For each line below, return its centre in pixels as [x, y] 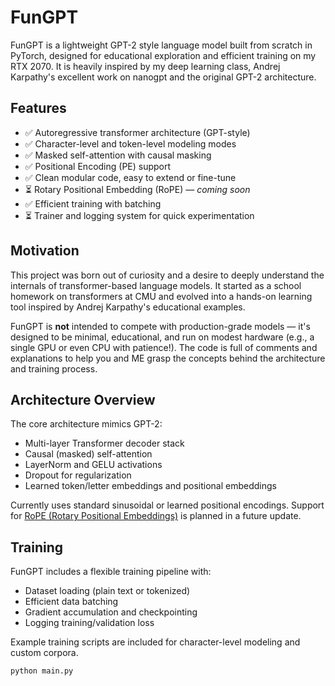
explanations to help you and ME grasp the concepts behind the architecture [168, 358]
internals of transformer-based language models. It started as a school [156, 285]
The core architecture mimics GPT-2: [86, 424]
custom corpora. [44, 653]
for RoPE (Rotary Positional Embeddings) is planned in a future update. [156, 516]
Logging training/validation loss [89, 623]
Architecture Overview [83, 399]
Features [38, 108]
